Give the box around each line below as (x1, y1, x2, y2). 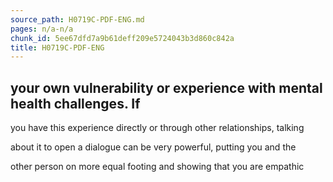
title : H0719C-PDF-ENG (10, 42, 105, 53)
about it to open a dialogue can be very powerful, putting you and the (10, 141, 297, 153)
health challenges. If (10, 95, 141, 112)
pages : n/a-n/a (10, 24, 74, 34)
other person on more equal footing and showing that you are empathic (10, 161, 305, 173)
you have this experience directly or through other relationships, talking (10, 122, 305, 134)
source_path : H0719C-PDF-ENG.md (10, 14, 145, 25)
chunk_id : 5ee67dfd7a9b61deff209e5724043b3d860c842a (10, 33, 235, 43)
